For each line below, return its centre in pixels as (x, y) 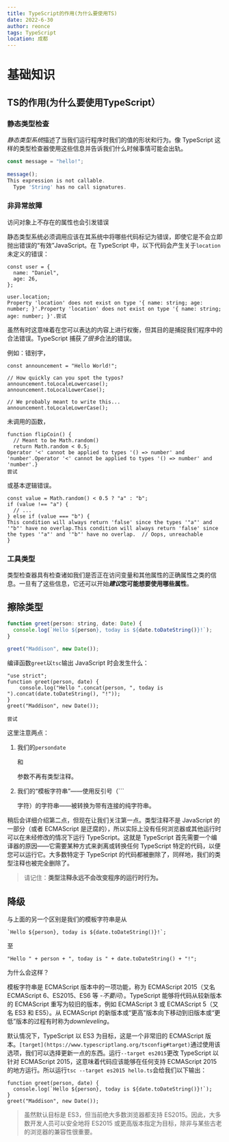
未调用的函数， (28, 421)
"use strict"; (27, 676)
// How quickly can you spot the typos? (66, 378)
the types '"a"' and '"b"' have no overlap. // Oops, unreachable (105, 534)
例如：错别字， (28, 353)
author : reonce (29, 26)
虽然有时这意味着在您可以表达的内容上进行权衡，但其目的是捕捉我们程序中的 (115, 329)
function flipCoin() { (39, 434)
